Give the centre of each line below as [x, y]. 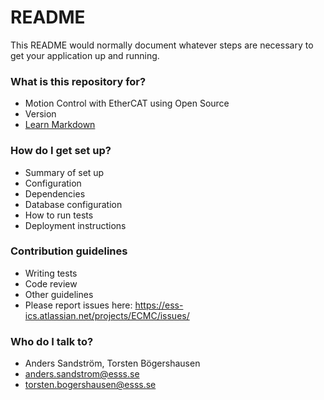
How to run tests [59, 215]
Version [40, 114]
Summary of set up [64, 172]
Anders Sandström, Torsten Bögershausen [112, 363]
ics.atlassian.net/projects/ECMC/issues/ [107, 315]
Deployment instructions [75, 225]
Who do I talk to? [52, 341]
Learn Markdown [60, 125]
